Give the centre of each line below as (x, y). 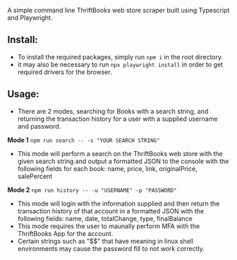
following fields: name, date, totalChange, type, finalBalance (105, 218)
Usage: (24, 94)
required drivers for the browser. (65, 72)
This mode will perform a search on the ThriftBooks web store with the (120, 153)
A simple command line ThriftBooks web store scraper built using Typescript (119, 10)
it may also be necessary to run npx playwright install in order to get (120, 64)
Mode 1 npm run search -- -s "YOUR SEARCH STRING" (84, 140)
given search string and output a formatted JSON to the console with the (123, 161)
